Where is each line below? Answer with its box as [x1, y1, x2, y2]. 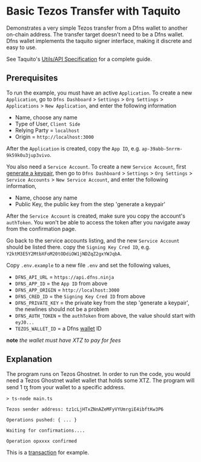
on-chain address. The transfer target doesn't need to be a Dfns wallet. [6, 30, 185, 38]
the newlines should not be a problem [15, 305, 110, 313]
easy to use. [6, 44, 37, 51]
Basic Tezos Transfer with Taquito [6, 4, 180, 18]
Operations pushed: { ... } [6, 417, 77, 423]
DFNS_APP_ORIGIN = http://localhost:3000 [15, 286, 120, 293]
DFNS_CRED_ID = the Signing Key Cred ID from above [15, 292, 145, 300]
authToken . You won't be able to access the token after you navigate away [6, 218, 191, 226]
